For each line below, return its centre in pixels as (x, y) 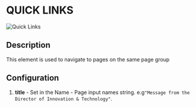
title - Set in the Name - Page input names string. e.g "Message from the (102, 92)
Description (28, 45)
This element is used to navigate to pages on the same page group (88, 59)
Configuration (33, 78)
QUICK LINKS (40, 10)
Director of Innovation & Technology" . (64, 99)
